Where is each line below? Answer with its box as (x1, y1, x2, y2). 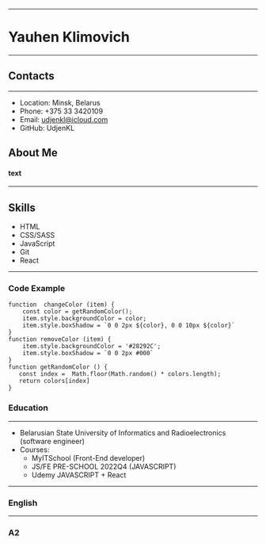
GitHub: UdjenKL (19, 123, 75, 132)
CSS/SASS (19, 231, 55, 240)
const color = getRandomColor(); (22, 308, 133, 316)
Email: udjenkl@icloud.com (19, 114, 108, 124)
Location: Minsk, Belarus (19, 98, 101, 107)
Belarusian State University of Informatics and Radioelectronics (19, 427, 226, 437)
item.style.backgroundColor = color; (22, 315, 147, 323)
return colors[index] (18, 377, 90, 385)
